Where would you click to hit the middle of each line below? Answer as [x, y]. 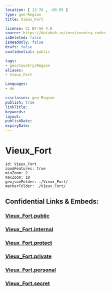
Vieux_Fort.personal [31, 270]
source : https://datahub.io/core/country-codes [56, 33]
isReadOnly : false [24, 43]
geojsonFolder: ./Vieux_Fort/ [37, 182]
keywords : [15, 112]
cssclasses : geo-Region [30, 98]
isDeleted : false [23, 38]
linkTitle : [16, 107]
